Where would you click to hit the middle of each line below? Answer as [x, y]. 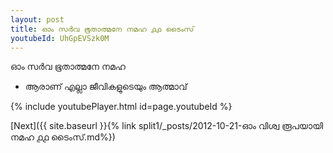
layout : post [37, 19]
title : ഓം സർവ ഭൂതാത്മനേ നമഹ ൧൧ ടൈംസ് [102, 29]
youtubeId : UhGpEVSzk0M [60, 38]
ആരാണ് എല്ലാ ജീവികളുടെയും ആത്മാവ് [106, 87]
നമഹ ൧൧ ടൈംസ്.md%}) [63, 137]
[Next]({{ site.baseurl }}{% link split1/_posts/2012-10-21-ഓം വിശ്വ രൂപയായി [166, 126]
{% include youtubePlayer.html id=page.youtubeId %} [121, 107]
